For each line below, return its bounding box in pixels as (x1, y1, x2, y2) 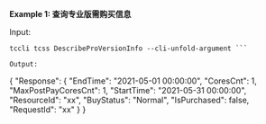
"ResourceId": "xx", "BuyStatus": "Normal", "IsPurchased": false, (9, 94, 250, 105)
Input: (9, 27, 32, 37)
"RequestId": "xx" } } (9, 104, 87, 115)
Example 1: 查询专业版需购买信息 (9, 9, 132, 19)
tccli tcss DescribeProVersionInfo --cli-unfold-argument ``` (9, 44, 248, 53)
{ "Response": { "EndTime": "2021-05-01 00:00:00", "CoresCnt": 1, (9, 75, 257, 86)
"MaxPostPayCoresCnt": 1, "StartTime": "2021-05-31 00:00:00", (9, 85, 247, 95)
